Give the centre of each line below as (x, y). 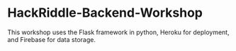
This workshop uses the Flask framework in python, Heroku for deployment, (118, 32)
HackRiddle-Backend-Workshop (105, 13)
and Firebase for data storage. (51, 39)
